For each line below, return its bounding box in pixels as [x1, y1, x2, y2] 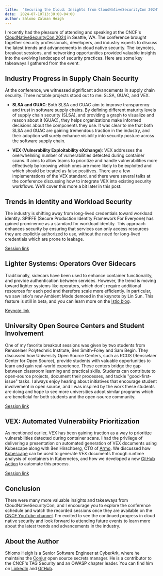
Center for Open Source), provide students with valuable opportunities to [5, 358, 151, 363]
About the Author [5, 537, 59, 545]
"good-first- [127, 373, 151, 379]
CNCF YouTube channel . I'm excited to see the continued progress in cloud [5, 513, 155, 519]
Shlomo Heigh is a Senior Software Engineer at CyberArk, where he [5, 550, 140, 556]
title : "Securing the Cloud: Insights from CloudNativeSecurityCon [5, 7, 147, 12]
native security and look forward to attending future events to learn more [5, 518, 150, 524]
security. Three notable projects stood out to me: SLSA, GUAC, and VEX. [5, 93, 150, 99]
